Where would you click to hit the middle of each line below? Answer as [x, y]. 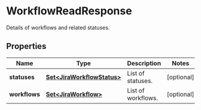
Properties [26, 46]
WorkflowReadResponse [69, 11]
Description [144, 63]
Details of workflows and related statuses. [58, 27]
